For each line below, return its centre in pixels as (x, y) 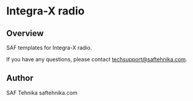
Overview (25, 33)
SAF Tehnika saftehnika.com (42, 93)
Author (20, 78)
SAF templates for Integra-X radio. (49, 47)
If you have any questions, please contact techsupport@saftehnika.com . (97, 59)
